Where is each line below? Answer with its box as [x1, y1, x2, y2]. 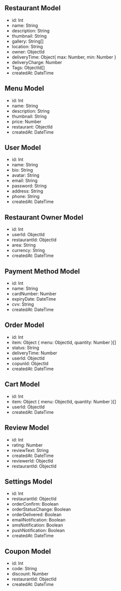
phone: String [11, 194, 40, 199]
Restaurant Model [4, 4, 61, 12]
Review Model [4, 424, 49, 432]
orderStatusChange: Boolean [11, 506, 71, 513]
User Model [4, 143, 41, 152]
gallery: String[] [11, 38, 44, 44]
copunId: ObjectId [11, 360, 49, 366]
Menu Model [4, 84, 44, 93]
